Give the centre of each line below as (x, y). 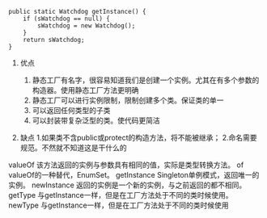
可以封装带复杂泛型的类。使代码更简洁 (96, 120)
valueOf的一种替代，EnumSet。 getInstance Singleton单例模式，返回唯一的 (134, 175)
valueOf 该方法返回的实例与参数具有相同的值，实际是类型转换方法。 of (126, 165)
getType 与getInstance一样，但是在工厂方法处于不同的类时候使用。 (121, 195)
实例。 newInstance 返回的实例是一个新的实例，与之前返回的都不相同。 (127, 185)
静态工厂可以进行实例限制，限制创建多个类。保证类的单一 (128, 100)
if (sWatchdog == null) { (67, 19)
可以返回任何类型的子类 (71, 110)
